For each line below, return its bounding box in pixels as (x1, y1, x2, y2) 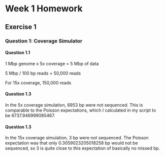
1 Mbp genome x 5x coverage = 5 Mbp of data (5, 60, 99, 67)
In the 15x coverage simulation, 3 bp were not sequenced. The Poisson (5, 135, 149, 141)
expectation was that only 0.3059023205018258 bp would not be (5, 140, 138, 146)
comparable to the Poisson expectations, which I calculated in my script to (5, 107, 156, 113)
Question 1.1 (5, 50, 31, 56)
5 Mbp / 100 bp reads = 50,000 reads (5, 70, 81, 76)
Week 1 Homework (5, 3, 83, 14)
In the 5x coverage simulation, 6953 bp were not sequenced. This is (5, 102, 143, 108)
